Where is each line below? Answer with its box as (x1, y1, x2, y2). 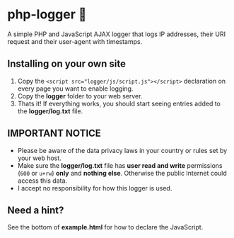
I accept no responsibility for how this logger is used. (17, 183, 172, 192)
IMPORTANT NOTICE (7, 127, 101, 140)
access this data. (17, 176, 68, 185)
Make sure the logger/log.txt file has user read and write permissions (17, 161, 223, 169)
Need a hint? (7, 204, 64, 216)
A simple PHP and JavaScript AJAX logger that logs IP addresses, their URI (7, 30, 226, 38)
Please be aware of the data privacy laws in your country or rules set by (17, 146, 228, 154)
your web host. (17, 154, 62, 162)
